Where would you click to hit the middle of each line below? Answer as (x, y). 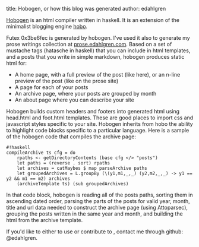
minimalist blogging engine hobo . (47, 26)
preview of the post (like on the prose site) (67, 81)
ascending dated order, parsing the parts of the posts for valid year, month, (98, 201)
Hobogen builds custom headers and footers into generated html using (93, 111)
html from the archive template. (45, 220)
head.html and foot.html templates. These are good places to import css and (100, 118)
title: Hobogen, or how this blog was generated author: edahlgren (86, 9)
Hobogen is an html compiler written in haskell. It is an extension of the (93, 20)
